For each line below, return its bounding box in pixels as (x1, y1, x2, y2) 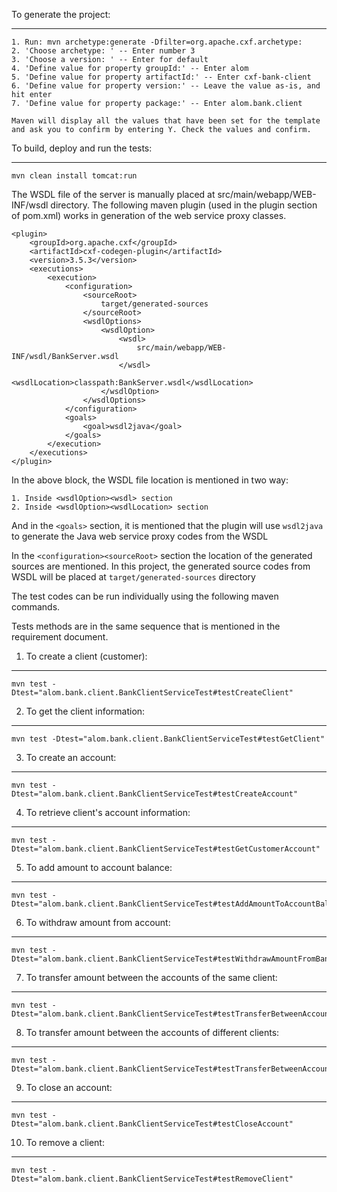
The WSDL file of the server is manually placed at (11, 189, 216, 200)
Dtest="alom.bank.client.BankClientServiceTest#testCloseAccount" (11, 1119, 294, 1129)
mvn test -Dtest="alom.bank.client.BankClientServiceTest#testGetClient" (11, 734, 326, 744)
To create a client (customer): (25, 650, 148, 662)
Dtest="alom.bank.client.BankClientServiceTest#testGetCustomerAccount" (11, 844, 321, 854)
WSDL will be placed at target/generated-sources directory (11, 571, 256, 583)
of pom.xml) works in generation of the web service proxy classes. (11, 210, 287, 221)
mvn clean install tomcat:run (11, 171, 138, 181)
